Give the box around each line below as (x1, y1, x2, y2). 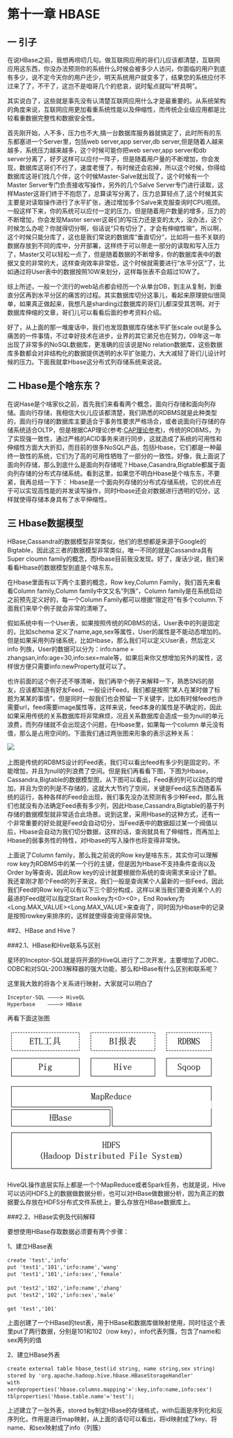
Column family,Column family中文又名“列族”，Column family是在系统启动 (12, 586, 222, 595)
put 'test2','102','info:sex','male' (7, 1292, 116, 1299)
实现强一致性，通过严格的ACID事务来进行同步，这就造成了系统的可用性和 (12, 434, 223, 443)
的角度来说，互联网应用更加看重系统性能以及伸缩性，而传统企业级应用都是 (7, 105, 220, 113)
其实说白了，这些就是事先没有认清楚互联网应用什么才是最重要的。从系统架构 (7, 96, 226, 105)
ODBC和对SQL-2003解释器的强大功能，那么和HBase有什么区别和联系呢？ (7, 964, 218, 972)
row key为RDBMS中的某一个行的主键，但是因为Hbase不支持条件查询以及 (7, 859, 216, 868)
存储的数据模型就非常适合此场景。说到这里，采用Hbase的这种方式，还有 (7, 810, 214, 818)
